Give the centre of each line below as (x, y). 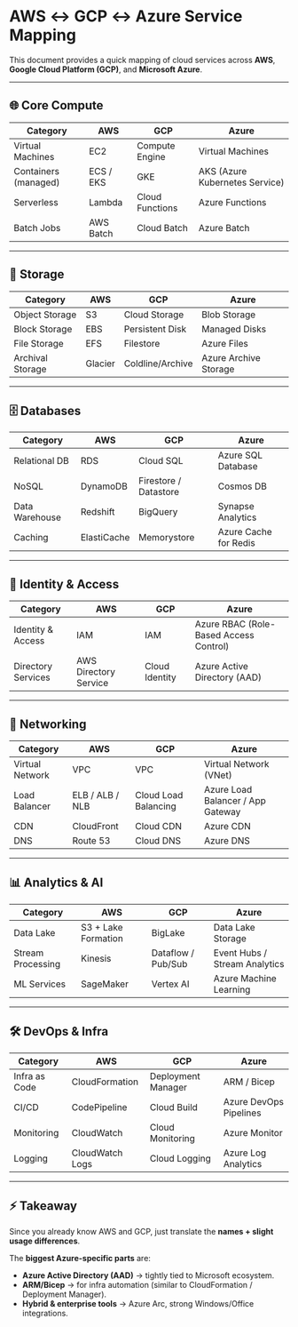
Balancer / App (235, 800)
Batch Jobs (37, 228)
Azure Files (225, 343)
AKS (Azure (223, 171)
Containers (37, 171)
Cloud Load (159, 795)
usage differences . (45, 1241)
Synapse (236, 507)
